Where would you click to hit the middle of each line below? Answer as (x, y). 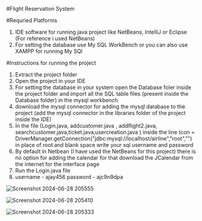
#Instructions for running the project (51, 63)
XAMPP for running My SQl (49, 51)
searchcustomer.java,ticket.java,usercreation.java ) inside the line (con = (105, 132)
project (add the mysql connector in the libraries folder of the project (100, 113)
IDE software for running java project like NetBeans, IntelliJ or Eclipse (101, 32)
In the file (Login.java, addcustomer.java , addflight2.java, (86, 126)
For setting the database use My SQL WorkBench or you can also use (101, 45)
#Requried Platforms (32, 20)
